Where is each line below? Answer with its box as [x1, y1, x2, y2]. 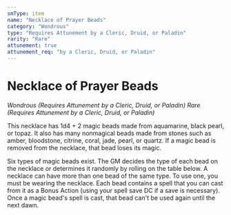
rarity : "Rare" [7, 36, 51, 43]
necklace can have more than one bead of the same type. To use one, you [7, 172, 219, 180]
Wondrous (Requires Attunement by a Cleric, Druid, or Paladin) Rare [7, 101, 201, 109]
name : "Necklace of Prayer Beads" [7, 17, 107, 23]
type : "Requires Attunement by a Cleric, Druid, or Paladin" [7, 29, 187, 37]
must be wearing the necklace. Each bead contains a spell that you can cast [7, 178, 223, 187]
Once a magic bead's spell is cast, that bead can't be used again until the [7, 194, 216, 202]
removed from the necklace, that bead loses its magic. [7, 143, 162, 152]
